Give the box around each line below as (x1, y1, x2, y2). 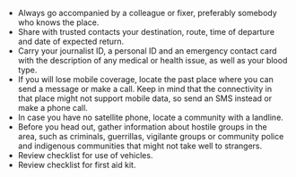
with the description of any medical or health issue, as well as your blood (17, 55, 288, 65)
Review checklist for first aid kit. (17, 160, 136, 170)
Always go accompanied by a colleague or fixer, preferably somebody (17, 8, 278, 18)
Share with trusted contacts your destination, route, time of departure (17, 27, 275, 37)
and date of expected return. (17, 36, 125, 46)
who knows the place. (17, 17, 100, 28)
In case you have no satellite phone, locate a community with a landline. (17, 112, 284, 122)
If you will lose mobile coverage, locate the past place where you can (17, 74, 274, 84)
